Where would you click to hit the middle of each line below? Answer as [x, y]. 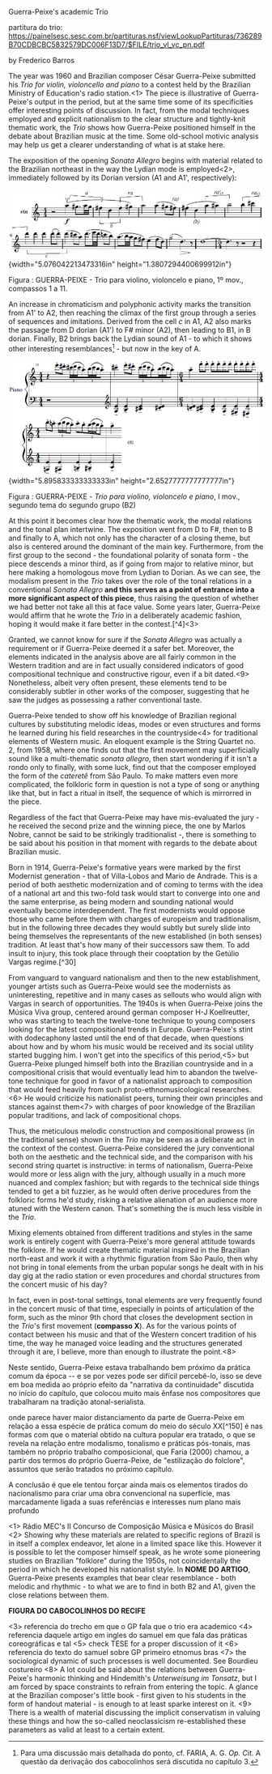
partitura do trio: [36, 27]
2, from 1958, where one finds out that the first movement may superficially [134, 750]
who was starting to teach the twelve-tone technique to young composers [132, 1020]
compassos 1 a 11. [38, 289]
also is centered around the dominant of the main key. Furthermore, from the [136, 547]
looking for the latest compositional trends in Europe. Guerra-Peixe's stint [131, 1029]
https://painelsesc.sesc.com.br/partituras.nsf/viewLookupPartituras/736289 [135, 36]
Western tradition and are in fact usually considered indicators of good [126, 665]
